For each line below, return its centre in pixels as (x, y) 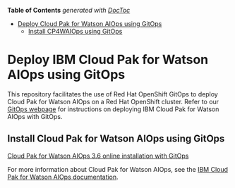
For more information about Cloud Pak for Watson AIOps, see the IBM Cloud (117, 169)
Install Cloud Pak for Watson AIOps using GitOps (116, 139)
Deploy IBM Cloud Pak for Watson (108, 60)
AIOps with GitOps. (35, 116)
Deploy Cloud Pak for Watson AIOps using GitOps (90, 24)
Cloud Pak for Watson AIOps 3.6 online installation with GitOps (98, 156)
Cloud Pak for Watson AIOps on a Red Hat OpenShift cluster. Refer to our (113, 101)
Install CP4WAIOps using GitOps (75, 31)
